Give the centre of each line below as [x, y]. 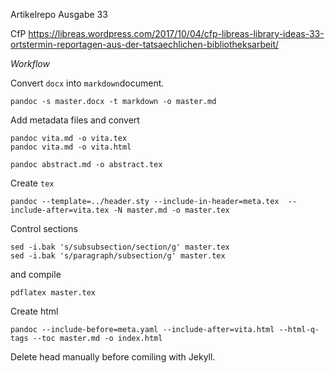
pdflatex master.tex [53, 293]
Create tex [32, 183]
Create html [34, 311]
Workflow [30, 63]
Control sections [44, 228]
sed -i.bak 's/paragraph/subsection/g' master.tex [118, 256]
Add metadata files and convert [75, 120]
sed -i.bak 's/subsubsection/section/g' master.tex [120, 247]
